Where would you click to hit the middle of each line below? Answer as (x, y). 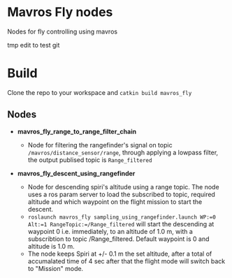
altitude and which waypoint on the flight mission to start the (115, 202)
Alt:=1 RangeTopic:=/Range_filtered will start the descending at (121, 224)
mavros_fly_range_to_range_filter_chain (77, 131)
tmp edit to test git (34, 45)
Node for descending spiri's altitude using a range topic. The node (123, 186)
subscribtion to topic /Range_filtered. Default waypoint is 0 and (118, 239)
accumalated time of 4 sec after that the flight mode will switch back (126, 261)
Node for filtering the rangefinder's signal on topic (100, 145)
